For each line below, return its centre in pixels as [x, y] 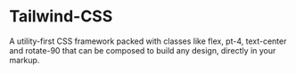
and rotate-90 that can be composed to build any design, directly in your [143, 50]
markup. [25, 60]
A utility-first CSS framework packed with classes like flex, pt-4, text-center [148, 41]
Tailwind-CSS [61, 16]
